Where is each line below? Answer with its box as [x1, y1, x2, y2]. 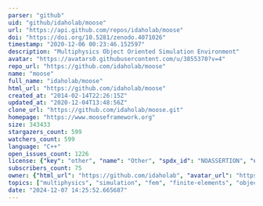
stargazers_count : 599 [8, 128, 82, 136]
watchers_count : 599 [8, 135, 76, 143]
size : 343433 [8, 121, 51, 128]
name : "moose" [8, 70, 55, 78]
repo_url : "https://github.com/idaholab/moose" [8, 63, 167, 70]
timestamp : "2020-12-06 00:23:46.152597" [8, 41, 146, 49]
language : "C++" [8, 143, 61, 150]
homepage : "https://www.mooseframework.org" [8, 114, 156, 121]
